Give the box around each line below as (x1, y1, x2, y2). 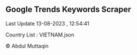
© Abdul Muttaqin (5, 42, 49, 49)
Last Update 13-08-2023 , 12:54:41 (5, 20, 90, 27)
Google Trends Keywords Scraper (5, 5, 131, 14)
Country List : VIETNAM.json (5, 31, 74, 38)
